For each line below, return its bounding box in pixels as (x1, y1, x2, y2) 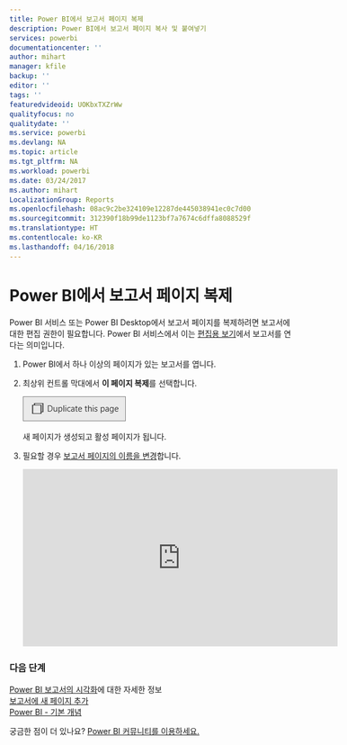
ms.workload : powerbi (9, 167, 91, 176)
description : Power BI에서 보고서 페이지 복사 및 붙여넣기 (9, 23, 207, 33)
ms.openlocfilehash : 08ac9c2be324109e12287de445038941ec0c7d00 (9, 204, 252, 214)
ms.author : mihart (9, 186, 78, 195)
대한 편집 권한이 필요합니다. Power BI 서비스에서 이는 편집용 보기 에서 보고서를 (9, 328, 282, 339)
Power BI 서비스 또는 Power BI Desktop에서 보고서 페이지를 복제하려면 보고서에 (9, 316, 290, 328)
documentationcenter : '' (9, 43, 102, 52)
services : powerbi (9, 33, 78, 42)
